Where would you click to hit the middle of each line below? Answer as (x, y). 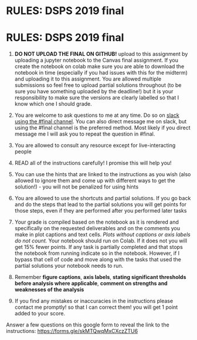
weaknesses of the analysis (49, 289)
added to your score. (40, 314)
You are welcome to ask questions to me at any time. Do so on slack (97, 115)
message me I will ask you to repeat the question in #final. (85, 134)
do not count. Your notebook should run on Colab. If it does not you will (101, 241)
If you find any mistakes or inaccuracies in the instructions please (94, 301)
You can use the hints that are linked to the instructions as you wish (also (103, 174)
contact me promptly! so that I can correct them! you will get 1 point (96, 307)
